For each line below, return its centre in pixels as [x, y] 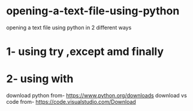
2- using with [40, 79]
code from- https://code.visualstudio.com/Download [71, 102]
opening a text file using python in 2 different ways [69, 27]
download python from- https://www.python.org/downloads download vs [96, 95]
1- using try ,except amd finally [85, 52]
